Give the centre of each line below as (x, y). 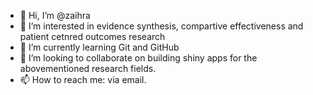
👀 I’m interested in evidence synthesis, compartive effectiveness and (161, 26)
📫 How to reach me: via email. (83, 79)
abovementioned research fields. (88, 68)
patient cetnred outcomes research (92, 36)
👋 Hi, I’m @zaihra (55, 15)
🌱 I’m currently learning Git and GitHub (99, 47)
